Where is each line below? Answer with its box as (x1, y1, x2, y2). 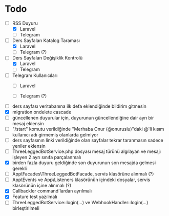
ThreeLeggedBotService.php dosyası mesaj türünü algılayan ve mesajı (12, 148, 161, 154)
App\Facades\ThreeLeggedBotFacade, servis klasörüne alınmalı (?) (12, 171, 154, 177)
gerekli (12, 165, 27, 172)
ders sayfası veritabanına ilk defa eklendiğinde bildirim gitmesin (12, 103, 146, 109)
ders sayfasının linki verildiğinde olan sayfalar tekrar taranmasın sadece (12, 137, 163, 143)
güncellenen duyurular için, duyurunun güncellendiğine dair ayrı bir (12, 114, 154, 121)
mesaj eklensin (12, 120, 44, 126)
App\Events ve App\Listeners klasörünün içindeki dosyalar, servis (12, 176, 151, 183)
